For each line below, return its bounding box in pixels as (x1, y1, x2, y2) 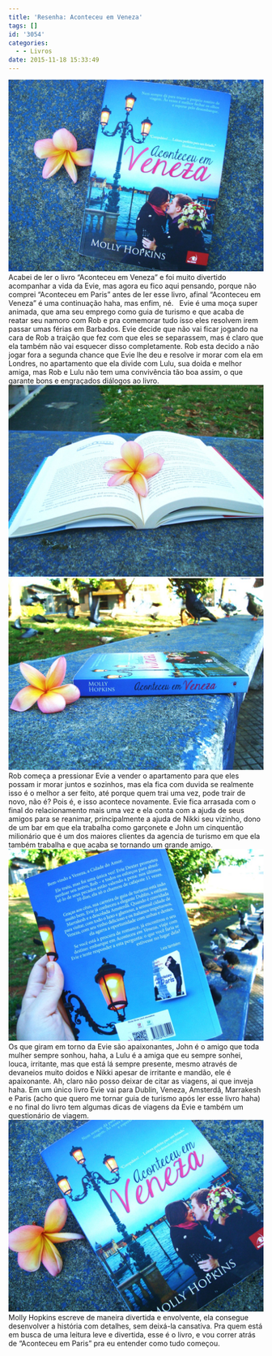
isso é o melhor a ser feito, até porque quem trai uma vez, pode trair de (8, 788, 246, 798)
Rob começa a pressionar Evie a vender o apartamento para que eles (8, 771, 240, 781)
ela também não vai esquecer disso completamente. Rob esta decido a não (8, 342, 260, 351)
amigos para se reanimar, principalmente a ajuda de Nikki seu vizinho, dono (8, 814, 261, 824)
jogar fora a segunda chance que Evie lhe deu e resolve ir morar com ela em (8, 350, 263, 359)
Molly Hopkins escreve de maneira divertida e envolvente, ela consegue (8, 1313, 249, 1322)
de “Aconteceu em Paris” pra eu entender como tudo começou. (8, 1339, 220, 1348)
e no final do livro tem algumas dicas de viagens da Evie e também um (8, 1102, 244, 1112)
